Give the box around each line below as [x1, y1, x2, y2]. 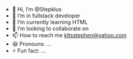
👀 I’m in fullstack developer [12, 12, 81, 19]
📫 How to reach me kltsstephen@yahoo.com [12, 32, 127, 39]
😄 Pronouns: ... [12, 40, 52, 48]
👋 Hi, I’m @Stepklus [12, 6, 62, 13]
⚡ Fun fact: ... [12, 47, 46, 54]
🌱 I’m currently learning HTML [12, 19, 88, 25]
